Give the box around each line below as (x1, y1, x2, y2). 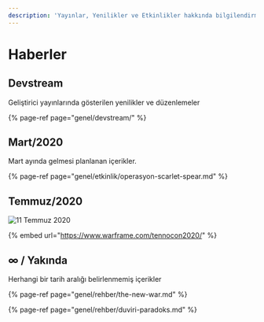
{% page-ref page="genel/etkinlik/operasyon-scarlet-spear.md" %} (8, 172, 228, 181)
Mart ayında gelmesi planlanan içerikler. (8, 157, 137, 166)
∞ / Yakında (8, 254, 68, 267)
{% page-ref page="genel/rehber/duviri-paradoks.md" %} (8, 305, 198, 315)
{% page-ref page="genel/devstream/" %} (8, 113, 147, 122)
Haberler (8, 45, 68, 63)
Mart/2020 (8, 135, 64, 150)
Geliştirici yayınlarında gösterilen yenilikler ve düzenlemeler (8, 98, 200, 107)
